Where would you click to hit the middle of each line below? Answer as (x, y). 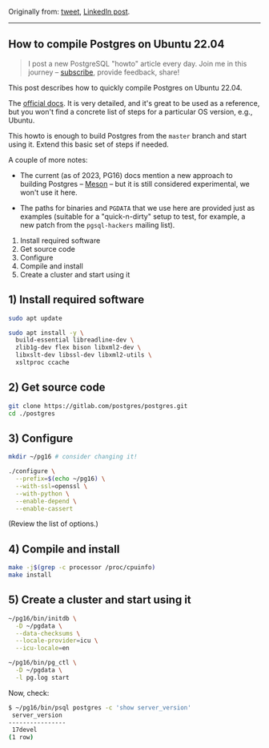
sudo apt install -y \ (46, 333)
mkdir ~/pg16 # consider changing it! (73, 457)
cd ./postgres (32, 413)
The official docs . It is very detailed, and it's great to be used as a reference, (134, 103)
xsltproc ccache (42, 362)
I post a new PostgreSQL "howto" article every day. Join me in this (137, 63)
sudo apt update (35, 318)
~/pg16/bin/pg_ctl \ (43, 663)
